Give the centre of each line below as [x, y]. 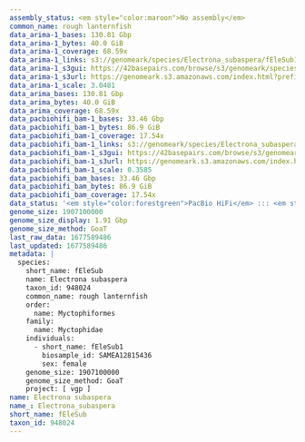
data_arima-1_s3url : [49, 77]
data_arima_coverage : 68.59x [64, 111]
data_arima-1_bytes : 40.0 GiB [67, 43]
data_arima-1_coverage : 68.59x [69, 52]
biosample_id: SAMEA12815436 [97, 355]
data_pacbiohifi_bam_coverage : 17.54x [83, 195]
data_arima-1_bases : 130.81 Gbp [70, 34]
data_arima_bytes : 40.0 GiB [63, 102]
